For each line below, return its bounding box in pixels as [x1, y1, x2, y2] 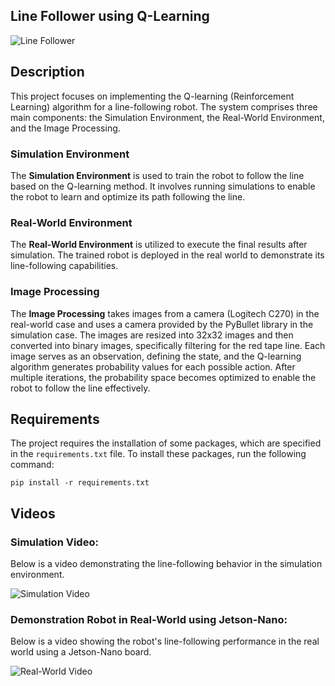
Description [10, 64, 85, 81]
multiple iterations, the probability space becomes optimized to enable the [10, 371, 317, 383]
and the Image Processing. [10, 122, 121, 134]
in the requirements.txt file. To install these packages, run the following [10, 448, 307, 460]
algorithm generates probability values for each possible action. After [10, 360, 296, 373]
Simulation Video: [10, 535, 99, 549]
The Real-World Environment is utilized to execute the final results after [10, 239, 308, 251]
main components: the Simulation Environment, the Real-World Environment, [10, 111, 325, 123]
